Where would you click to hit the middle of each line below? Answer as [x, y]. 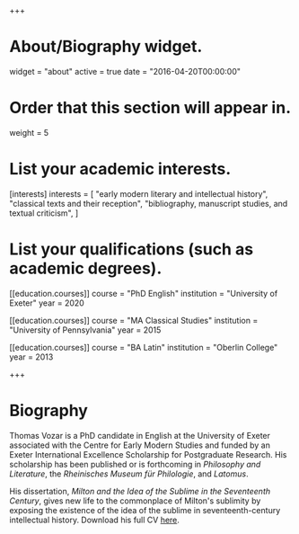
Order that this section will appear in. [150, 108]
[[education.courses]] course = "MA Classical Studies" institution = [134, 320]
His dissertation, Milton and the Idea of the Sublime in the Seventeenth [140, 491]
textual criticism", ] [44, 213]
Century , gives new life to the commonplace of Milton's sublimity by [135, 501]
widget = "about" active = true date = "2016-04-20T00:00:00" [125, 71]
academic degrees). [86, 268]
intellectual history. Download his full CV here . [94, 520]
